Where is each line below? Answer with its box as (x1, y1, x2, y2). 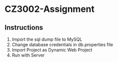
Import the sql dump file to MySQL (11, 36, 82, 42)
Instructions (4, 23, 43, 32)
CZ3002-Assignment (4, 3, 95, 15)
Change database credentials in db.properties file (11, 42, 114, 48)
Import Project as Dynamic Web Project (11, 47, 93, 53)
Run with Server (11, 52, 45, 58)
